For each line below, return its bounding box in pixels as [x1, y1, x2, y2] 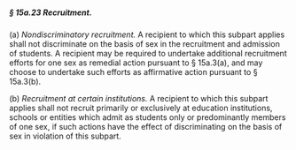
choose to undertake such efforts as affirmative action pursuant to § [9, 66, 259, 77]
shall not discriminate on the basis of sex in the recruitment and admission [9, 38, 281, 49]
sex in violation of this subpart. [9, 131, 121, 141]
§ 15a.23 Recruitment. [9, 7, 93, 18]
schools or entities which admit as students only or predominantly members [9, 111, 286, 123]
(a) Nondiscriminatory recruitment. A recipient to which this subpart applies [9, 29, 285, 40]
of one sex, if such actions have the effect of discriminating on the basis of [9, 121, 283, 131]
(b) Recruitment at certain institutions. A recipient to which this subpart [9, 93, 269, 103]
